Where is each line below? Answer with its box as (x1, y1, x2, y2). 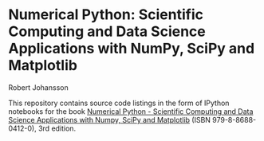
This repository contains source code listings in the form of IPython (8, 98, 230, 108)
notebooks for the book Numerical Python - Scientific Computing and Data (8, 106, 254, 116)
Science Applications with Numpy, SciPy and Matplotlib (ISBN (8, 115, 211, 124)
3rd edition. (38, 123, 77, 133)
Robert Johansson (8, 82, 69, 92)
